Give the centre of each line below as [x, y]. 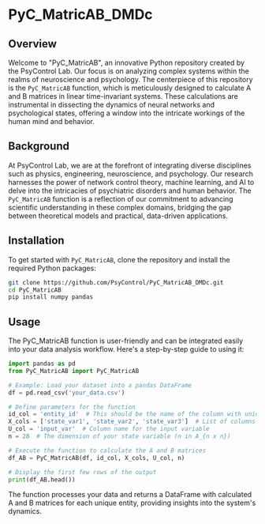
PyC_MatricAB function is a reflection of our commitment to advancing [121, 198]
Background [39, 147]
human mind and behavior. [51, 121]
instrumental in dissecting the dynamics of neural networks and [112, 105]
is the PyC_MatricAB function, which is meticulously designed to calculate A [130, 88]
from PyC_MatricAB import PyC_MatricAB [74, 371]
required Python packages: [52, 268]
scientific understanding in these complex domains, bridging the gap [120, 207]
